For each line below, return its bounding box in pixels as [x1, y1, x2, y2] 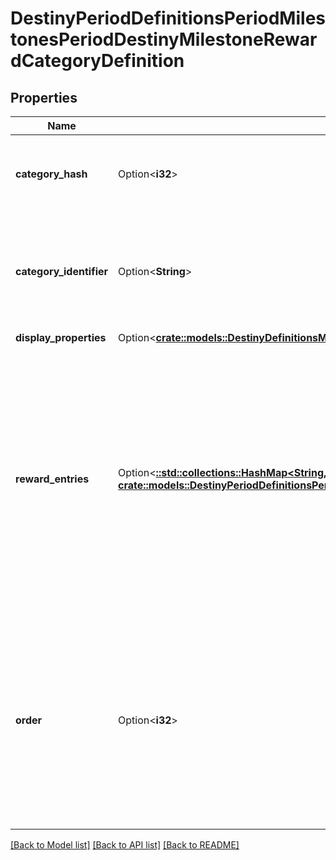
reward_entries [15, 472, 90, 486]
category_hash [15, 167, 88, 181]
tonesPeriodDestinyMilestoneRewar [10, 28, 318, 51]
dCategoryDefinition [10, 50, 185, 72]
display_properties [15, 331, 107, 344]
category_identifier [15, 265, 109, 278]
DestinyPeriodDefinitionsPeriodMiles [10, 7, 326, 30]
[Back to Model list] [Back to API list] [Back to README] [10, 839, 240, 851]
